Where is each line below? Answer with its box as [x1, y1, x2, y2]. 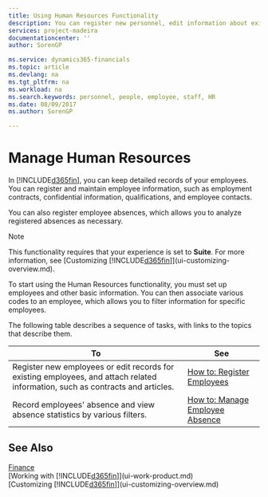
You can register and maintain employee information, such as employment [8, 184, 253, 194]
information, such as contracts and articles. [12, 381, 175, 392]
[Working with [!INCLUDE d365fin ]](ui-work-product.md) [8, 471, 194, 480]
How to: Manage [187, 394, 250, 405]
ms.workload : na [8, 85, 62, 93]
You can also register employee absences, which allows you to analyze [8, 208, 242, 218]
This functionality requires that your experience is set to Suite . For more [8, 247, 245, 257]
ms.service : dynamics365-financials [8, 56, 130, 64]
